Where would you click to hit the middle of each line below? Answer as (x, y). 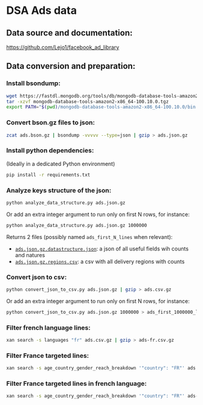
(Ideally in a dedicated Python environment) (61, 164)
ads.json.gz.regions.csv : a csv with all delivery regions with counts (100, 261)
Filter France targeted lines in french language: (76, 384)
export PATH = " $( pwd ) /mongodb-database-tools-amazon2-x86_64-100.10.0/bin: (102, 107)
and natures (30, 255)
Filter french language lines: (48, 328)
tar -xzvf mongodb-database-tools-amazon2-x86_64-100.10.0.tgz (88, 101)
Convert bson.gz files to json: (51, 123)
